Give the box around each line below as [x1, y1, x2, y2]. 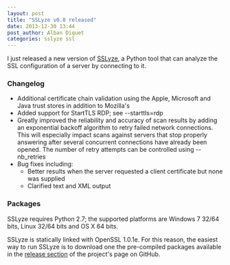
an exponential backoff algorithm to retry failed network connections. [16, 124, 214, 132]
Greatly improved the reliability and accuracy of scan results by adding [16, 116, 218, 124]
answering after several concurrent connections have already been [16, 138, 207, 146]
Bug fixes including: [16, 160, 73, 168]
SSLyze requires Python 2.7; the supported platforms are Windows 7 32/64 [7, 214, 220, 223]
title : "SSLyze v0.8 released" [7, 16, 97, 23]
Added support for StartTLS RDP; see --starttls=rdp [16, 109, 163, 117]
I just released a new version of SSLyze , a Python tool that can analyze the [7, 54, 218, 62]
